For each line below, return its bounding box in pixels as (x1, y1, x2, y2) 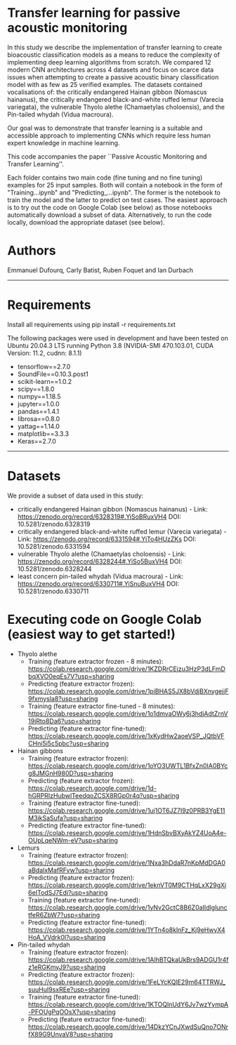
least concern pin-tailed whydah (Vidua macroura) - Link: (17, 572, 184, 580)
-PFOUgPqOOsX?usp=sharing (27, 1007, 116, 1016)
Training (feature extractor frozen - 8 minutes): (27, 657, 164, 665)
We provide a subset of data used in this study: (7, 491, 144, 500)
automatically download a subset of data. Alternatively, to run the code (7, 211, 212, 219)
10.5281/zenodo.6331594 (17, 542, 91, 550)
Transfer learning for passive (7, 5, 181, 21)
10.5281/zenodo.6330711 (17, 587, 89, 595)
